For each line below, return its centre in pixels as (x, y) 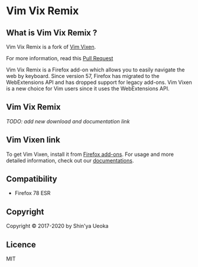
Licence (21, 244)
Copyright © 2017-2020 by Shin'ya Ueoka (57, 226)
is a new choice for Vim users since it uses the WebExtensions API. (88, 89)
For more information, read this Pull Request (60, 58)
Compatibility (32, 179)
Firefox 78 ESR (33, 193)
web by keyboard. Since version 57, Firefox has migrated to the (83, 76)
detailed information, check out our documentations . (70, 160)
